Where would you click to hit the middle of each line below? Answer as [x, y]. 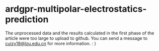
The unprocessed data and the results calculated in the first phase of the [80, 33]
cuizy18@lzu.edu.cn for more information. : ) [51, 43]
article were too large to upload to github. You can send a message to [76, 38]
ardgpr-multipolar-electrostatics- [76, 9]
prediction [27, 19]
